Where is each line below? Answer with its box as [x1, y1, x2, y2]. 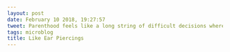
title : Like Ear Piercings [7, 35, 84, 42]
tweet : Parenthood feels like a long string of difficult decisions [7, 22, 207, 29]
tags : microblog [7, 28, 53, 36]
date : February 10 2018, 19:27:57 [7, 16, 106, 23]
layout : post [7, 9, 44, 17]
